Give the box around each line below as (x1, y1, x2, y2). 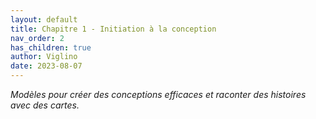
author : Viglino (10, 52, 78, 62)
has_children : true (10, 42, 92, 53)
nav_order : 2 (10, 33, 65, 43)
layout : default (10, 14, 78, 25)
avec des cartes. (10, 99, 80, 111)
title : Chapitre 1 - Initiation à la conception (10, 24, 217, 34)
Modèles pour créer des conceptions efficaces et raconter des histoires (10, 89, 307, 100)
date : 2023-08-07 (10, 61, 83, 71)
